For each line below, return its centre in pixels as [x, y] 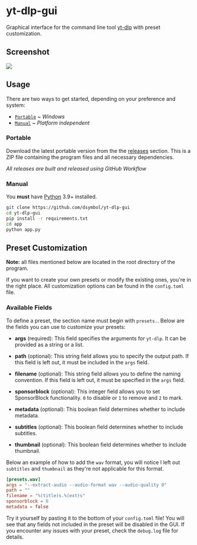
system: [16, 105]
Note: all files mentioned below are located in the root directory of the [91, 262]
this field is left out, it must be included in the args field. [82, 362]
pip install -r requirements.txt [47, 218]
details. [15, 537]
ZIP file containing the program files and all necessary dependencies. [90, 157]
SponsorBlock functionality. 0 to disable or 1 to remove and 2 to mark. [99, 397]
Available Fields [29, 308]
